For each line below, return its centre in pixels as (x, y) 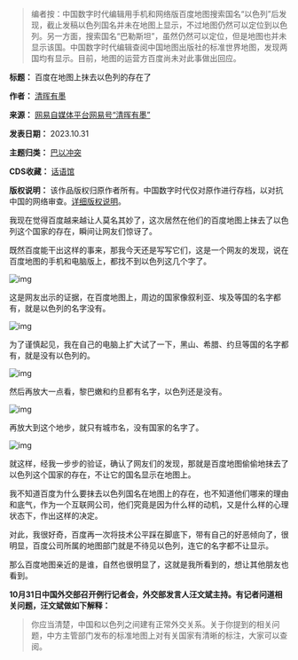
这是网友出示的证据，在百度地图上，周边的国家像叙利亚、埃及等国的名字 (141, 297)
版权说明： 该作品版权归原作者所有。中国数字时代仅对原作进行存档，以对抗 (146, 190)
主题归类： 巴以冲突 (45, 153)
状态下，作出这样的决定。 (56, 515)
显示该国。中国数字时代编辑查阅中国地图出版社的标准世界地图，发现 (155, 47)
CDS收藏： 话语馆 (42, 171)
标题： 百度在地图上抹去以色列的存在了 (80, 77)
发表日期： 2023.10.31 (49, 134)
